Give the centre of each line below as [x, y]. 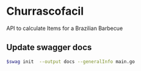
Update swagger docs [49, 47]
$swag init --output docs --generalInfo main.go [71, 62]
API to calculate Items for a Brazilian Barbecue [65, 28]
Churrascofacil [45, 11]
